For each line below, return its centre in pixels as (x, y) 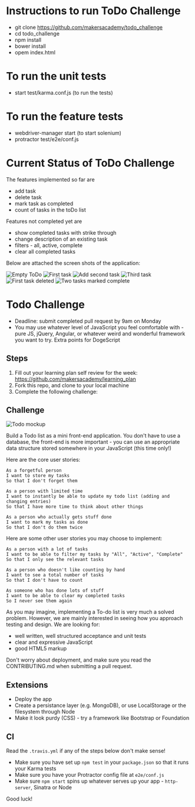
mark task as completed (44, 203)
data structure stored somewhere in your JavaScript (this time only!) (89, 448)
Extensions (27, 685)
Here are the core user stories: (43, 460)
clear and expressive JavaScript (54, 642)
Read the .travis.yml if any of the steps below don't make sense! (86, 751)
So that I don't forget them (42, 481)
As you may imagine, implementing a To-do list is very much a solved (90, 612)
